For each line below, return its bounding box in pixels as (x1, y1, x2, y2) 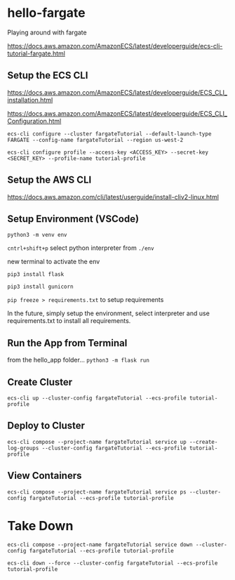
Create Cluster (7, 376, 73, 388)
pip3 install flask (7, 271, 65, 278)
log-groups (7, 444, 39, 452)
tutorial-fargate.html (7, 49, 65, 58)
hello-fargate (7, 5, 86, 21)
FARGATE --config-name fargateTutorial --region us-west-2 (7, 136, 184, 143)
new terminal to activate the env (7, 258, 100, 266)
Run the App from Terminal (7, 337, 128, 349)
